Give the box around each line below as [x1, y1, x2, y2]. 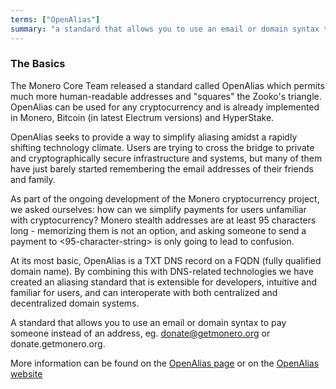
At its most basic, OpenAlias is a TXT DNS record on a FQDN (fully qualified [10, 254, 322, 266]
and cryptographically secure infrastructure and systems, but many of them [10, 152, 323, 164]
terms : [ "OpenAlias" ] [10, 14, 101, 25]
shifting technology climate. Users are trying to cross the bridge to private [10, 141, 315, 153]
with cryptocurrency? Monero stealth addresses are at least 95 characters [10, 214, 317, 226]
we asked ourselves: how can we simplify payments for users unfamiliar [10, 203, 307, 215]
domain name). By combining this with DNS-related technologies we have [10, 265, 314, 277]
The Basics [10, 57, 66, 71]
